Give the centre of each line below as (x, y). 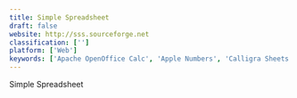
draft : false (33, 26)
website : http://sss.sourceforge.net (79, 34)
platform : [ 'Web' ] (43, 51)
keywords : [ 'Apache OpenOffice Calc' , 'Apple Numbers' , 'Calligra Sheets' (151, 59)
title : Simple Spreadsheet (59, 17)
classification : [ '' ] (49, 42)
